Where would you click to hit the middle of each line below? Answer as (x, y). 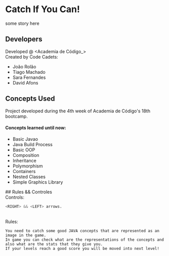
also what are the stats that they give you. (54, 244)
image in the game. (26, 235)
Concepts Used (30, 99)
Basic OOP (24, 150)
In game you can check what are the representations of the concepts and (85, 240)
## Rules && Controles (29, 192)
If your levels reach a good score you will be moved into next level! (82, 248)
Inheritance (25, 160)
